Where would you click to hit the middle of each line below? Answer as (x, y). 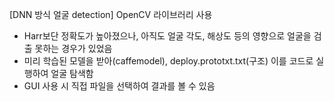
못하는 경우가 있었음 (73, 48)
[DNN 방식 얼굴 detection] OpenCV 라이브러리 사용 (111, 14)
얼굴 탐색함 (72, 73)
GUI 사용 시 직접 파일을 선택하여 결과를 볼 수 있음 (119, 86)
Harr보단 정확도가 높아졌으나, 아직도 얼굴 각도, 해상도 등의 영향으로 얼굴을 (167, 36)
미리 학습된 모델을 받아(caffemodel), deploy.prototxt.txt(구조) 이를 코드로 (168, 61)
